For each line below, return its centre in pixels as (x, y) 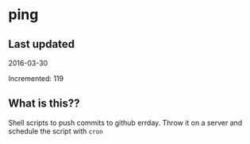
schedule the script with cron (56, 131)
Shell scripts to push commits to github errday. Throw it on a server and (125, 123)
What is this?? (44, 104)
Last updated (42, 44)
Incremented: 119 (36, 78)
